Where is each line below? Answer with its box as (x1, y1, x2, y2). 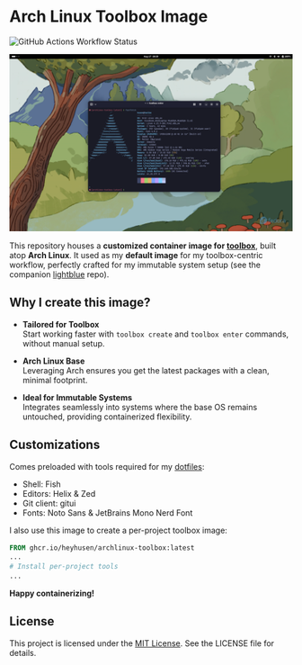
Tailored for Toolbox (22, 319, 100, 329)
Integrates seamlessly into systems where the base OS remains (22, 401, 258, 412)
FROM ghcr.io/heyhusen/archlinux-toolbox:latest (9, 543, 195, 553)
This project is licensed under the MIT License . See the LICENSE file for (9, 637, 275, 649)
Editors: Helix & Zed (22, 488, 96, 499)
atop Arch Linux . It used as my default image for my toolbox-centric (9, 249, 263, 260)
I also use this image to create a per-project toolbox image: (9, 525, 227, 535)
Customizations (9, 437, 101, 453)
